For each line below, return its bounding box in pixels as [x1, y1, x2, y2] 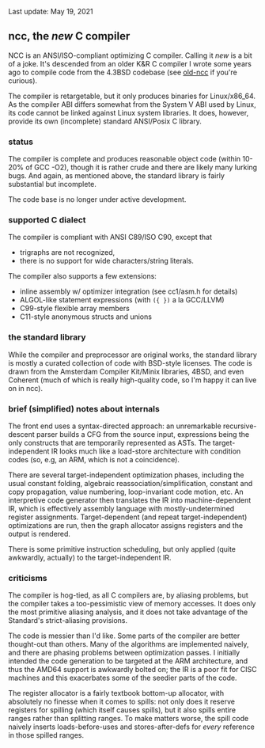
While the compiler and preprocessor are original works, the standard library [8, 350, 257, 359]
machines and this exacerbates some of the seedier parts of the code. [8, 673, 237, 683]
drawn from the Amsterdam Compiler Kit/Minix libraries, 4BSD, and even [8, 366, 244, 376]
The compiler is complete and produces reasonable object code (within [8, 154, 241, 164]
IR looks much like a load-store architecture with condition [51, 446, 241, 456]
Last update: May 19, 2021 [8, 7, 93, 16]
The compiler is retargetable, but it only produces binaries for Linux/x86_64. [8, 91, 256, 101]
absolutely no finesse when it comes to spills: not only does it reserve [8, 697, 236, 707]
